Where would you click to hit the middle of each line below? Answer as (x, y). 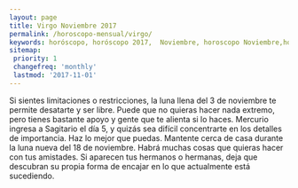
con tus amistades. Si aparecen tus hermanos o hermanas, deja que (133, 157)
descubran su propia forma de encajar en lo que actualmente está (130, 166)
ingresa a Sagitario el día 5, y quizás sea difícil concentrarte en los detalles (145, 129)
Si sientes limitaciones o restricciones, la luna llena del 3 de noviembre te (143, 100)
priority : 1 (35, 59)
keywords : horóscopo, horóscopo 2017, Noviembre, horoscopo (125, 42)
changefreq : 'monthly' (55, 67)
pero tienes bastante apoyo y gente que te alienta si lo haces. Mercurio (139, 119)
